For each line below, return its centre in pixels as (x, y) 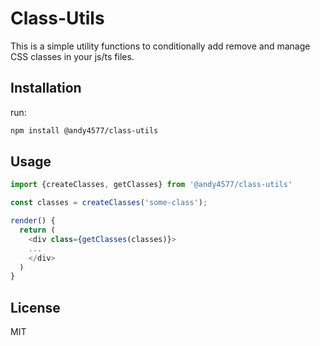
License (35, 307)
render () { (33, 221)
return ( (37, 230)
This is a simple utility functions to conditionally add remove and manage (160, 46)
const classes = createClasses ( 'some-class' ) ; (109, 203)
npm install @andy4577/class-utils (84, 130)
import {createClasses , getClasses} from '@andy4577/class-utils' (151, 185)
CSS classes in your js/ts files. (72, 56)
